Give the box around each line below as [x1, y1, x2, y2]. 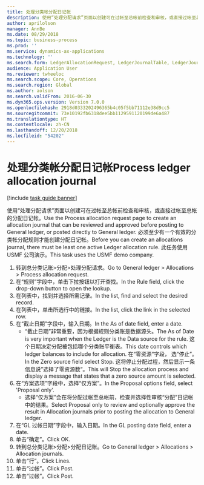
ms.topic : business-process [7, 37, 78, 43]
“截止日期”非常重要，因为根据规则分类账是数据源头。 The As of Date [24, 327, 194, 335]
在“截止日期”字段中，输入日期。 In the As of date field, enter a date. [15, 319, 183, 327]
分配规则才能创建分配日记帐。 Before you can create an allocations [17, 236, 183, 243]
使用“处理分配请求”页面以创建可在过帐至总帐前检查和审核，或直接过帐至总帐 [7, 207, 197, 214]
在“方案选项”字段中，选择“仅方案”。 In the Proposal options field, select [15, 380, 193, 387]
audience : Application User [7, 65, 78, 72]
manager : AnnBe [7, 25, 45, 32]
